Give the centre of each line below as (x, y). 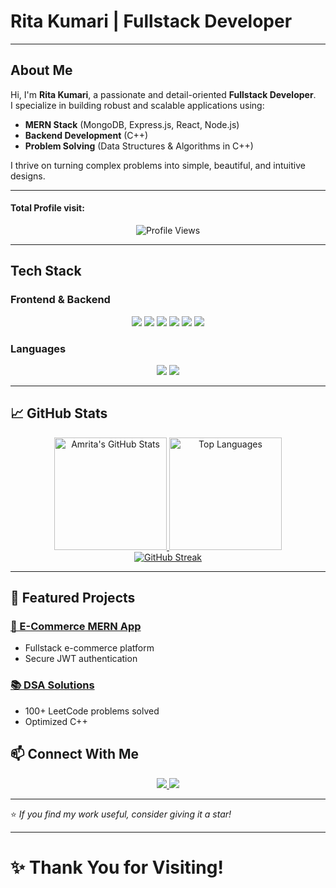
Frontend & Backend (60, 300)
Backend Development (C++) (86, 135)
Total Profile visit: (47, 208)
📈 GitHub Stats (59, 413)
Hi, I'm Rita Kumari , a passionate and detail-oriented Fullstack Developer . (163, 94)
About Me (41, 70)
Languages (38, 348)
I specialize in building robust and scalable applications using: (137, 105)
